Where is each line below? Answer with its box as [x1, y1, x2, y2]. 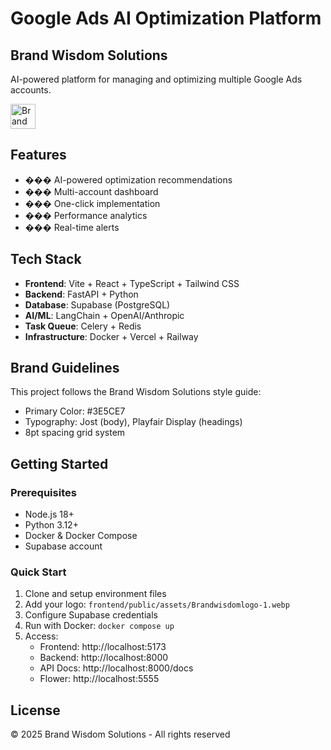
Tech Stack [10, 251, 82, 268]
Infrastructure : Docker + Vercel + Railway [24, 330, 199, 342]
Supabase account [24, 540, 103, 552]
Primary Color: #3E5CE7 [24, 405, 126, 417]
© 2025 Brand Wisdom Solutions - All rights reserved [10, 728, 231, 741]
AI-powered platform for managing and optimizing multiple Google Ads [10, 73, 303, 85]
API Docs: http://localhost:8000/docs [39, 662, 194, 674]
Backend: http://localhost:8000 [39, 652, 169, 664]
